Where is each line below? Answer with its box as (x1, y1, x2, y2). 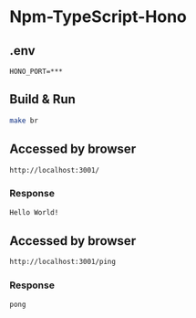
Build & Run (9, 91, 76, 107)
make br (9, 116, 39, 125)
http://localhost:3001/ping (9, 258, 117, 267)
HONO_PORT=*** (9, 67, 64, 76)
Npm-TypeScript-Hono (9, 6, 187, 27)
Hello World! (9, 207, 59, 217)
